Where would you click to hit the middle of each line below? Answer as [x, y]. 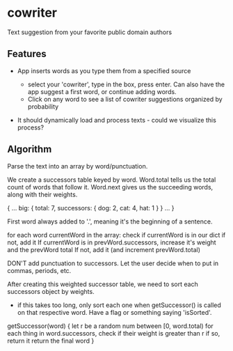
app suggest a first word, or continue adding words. [102, 91]
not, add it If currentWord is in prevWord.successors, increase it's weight [112, 242]
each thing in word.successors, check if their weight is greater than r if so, [114, 333]
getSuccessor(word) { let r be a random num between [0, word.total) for [110, 326]
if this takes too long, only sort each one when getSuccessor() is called [119, 305]
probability [43, 107]
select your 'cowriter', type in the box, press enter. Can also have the [126, 84]
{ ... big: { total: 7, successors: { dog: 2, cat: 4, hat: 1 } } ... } [91, 208]
